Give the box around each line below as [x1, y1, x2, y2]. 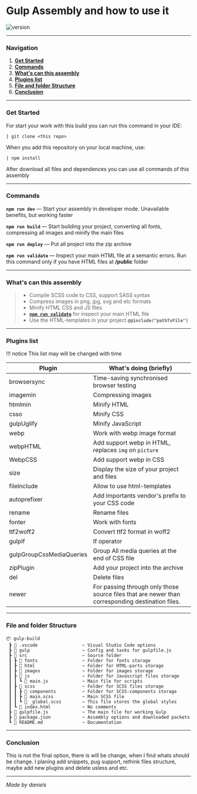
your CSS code [93, 499, 135, 507]
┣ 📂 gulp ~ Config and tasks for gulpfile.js [8, 647, 172, 653]
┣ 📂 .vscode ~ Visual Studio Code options [8, 642, 157, 648]
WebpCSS [9, 456, 38, 464]
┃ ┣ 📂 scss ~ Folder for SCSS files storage [8, 683, 164, 689]
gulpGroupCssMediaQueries [9, 551, 88, 559]
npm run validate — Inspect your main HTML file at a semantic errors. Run [6, 252, 186, 259]
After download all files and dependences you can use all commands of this [6, 165, 189, 172]
